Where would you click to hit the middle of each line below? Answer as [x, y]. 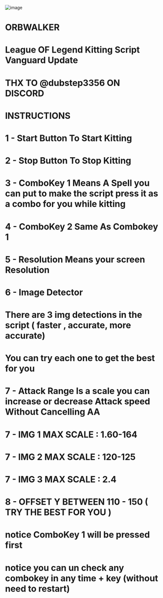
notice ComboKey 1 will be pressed [78, 535]
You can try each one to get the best [80, 358]
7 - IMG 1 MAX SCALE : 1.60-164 [71, 434]
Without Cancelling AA [53, 412]
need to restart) [37, 588]
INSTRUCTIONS [38, 116]
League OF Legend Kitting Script [73, 50]
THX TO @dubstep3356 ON [63, 83]
